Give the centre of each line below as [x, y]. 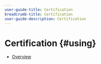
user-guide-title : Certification [39, 10]
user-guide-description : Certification [45, 19]
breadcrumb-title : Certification [39, 14]
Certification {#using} [50, 43]
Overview [21, 57]
